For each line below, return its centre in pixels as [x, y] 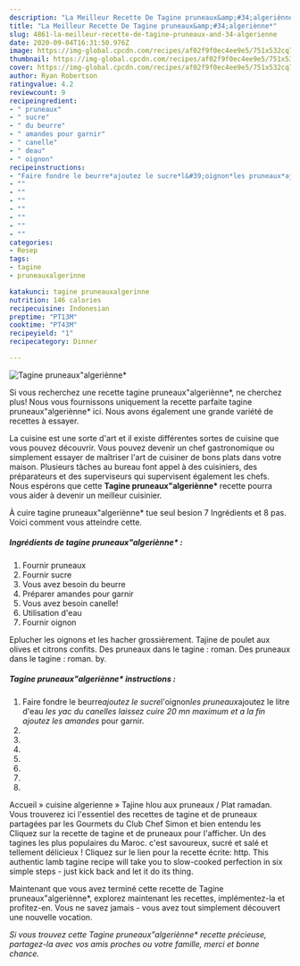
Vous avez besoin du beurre [74, 584]
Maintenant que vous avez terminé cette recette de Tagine [117, 888]
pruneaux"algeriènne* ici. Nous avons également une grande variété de [142, 411]
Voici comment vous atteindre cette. [76, 522]
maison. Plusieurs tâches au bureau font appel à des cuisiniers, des [133, 466]
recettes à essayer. [44, 421]
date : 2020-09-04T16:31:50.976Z [69, 43]
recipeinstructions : [48, 167]
